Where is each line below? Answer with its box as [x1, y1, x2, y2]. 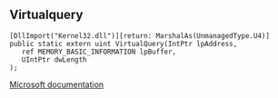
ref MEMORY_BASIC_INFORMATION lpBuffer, [21, 47, 177, 56]
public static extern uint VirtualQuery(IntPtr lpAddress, [9, 39, 238, 48]
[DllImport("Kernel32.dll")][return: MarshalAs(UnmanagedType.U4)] [9, 31, 271, 40]
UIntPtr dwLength [21, 54, 88, 64]
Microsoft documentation [9, 79, 104, 90]
